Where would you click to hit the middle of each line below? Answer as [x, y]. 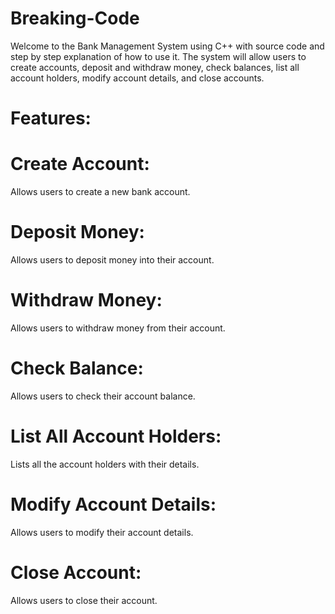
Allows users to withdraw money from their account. [118, 328]
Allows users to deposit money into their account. [112, 260]
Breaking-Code [75, 18]
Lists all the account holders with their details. [105, 464]
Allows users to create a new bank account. [100, 192]
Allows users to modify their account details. [102, 532]
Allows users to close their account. [84, 600]
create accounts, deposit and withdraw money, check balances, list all [155, 67]
